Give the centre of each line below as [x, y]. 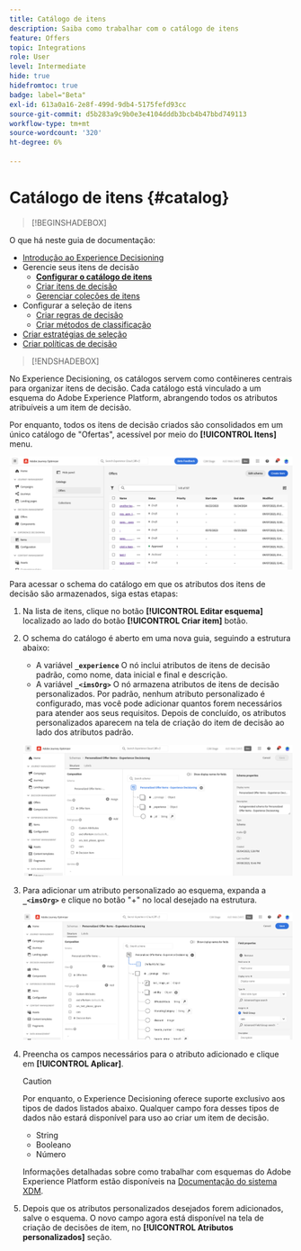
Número [51, 1155]
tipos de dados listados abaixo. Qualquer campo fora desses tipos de [150, 1109]
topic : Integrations [48, 48]
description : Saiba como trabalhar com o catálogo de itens [124, 28]
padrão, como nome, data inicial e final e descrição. [132, 675]
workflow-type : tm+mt [50, 123]
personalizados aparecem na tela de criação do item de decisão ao [160, 722]
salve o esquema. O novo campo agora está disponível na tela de [143, 1218]
